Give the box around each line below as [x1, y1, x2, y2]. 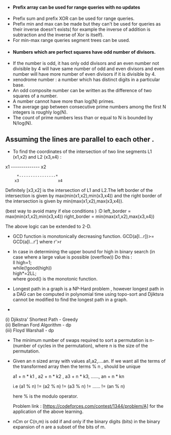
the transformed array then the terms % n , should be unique [12, 363, 141, 369]
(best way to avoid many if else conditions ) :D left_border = [5, 208, 131, 214]
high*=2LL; [12, 270, 37, 276]
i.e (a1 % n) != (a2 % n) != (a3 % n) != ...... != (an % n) [12, 383, 125, 389]
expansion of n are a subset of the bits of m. [12, 424, 106, 430]
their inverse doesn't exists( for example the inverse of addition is [12, 26, 151, 33]
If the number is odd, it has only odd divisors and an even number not [12, 60, 159, 67]
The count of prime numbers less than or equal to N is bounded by [12, 115, 153, 121]
